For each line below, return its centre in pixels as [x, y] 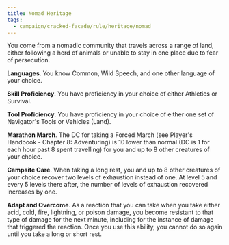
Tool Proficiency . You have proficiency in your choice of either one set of [111, 114]
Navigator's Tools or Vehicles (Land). [59, 122]
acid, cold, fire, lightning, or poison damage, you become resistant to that [110, 212]
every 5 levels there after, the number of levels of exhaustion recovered [108, 185]
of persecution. [29, 60]
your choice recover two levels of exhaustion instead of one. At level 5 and [112, 177]
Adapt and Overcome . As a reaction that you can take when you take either [114, 205]
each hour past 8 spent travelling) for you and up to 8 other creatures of [109, 150]
